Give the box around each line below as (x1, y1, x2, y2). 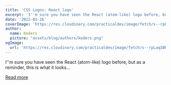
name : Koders (10, 31, 38, 36)
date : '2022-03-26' (5, 17, 47, 22)
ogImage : (5, 40, 24, 46)
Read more (5, 74, 28, 80)
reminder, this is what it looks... (5, 64, 70, 70)
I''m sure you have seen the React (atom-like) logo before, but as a (5, 59, 146, 65)
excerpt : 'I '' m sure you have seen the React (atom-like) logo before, (5, 12, 160, 17)
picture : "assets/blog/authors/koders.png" (10, 36, 103, 41)
